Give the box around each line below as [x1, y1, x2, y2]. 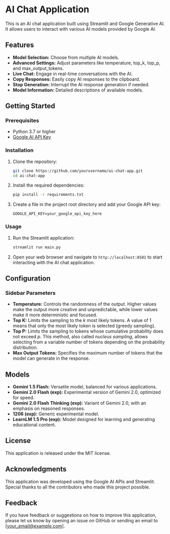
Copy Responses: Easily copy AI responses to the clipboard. [12, 76, 140, 82]
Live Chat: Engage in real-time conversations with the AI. [12, 71, 133, 77]
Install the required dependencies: [12, 182, 85, 189]
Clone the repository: [12, 158, 58, 165]
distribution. [12, 344, 38, 351]
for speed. [12, 394, 35, 401]
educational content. [12, 422, 56, 428]
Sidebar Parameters [5, 289, 56, 296]
